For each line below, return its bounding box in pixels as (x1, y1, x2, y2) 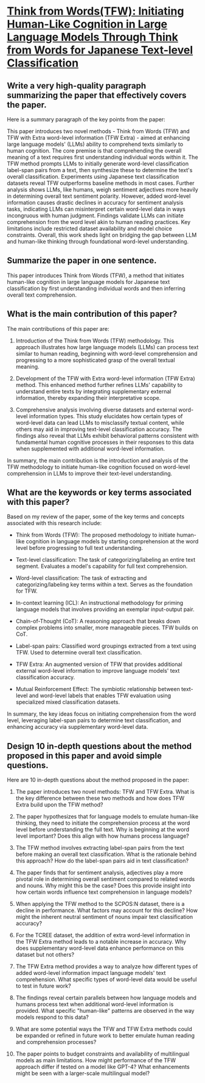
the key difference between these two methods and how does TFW (15, 795, 185, 802)
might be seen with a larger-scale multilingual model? (15, 1070, 150, 1077)
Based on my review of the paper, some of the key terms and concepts (7, 513, 185, 520)
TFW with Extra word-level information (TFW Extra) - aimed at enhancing (7, 134, 190, 141)
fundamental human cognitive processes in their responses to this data (15, 438, 194, 446)
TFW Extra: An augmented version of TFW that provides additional (15, 661, 182, 668)
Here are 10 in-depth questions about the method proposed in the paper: (7, 777, 189, 784)
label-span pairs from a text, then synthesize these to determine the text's (7, 167, 193, 173)
